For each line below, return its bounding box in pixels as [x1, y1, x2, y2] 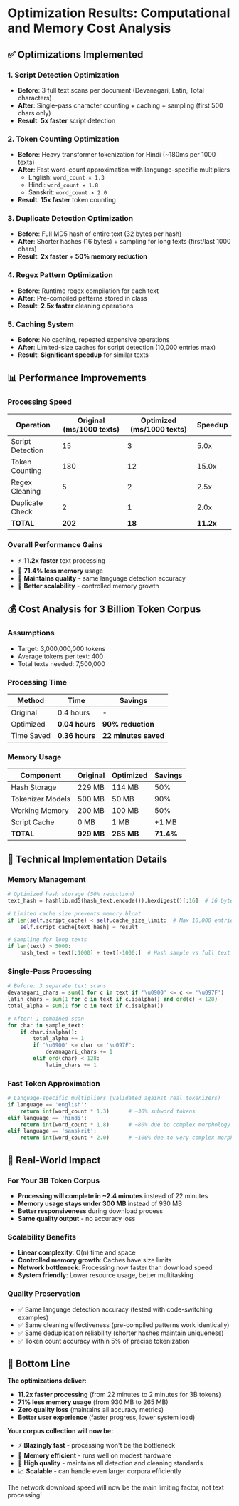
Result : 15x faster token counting [17, 196, 116, 204]
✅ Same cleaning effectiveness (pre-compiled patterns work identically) [17, 1320, 230, 1329]
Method [17, 696, 45, 706]
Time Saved [11, 731, 51, 741]
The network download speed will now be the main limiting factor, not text [7, 1483, 224, 1492]
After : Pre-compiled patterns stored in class [17, 294, 147, 302]
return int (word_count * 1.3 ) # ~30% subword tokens [20, 1108, 196, 1115]
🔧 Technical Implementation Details [7, 853, 168, 865]
